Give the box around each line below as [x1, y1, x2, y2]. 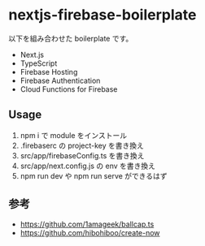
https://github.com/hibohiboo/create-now [20, 227, 160, 237]
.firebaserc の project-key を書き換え [20, 140, 145, 150]
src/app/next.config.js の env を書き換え [20, 161, 156, 170]
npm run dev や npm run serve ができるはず [20, 170, 168, 180]
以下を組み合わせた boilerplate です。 [8, 33, 133, 43]
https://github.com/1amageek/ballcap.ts [20, 219, 155, 229]
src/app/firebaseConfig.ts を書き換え [20, 150, 145, 160]
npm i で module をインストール [20, 130, 128, 140]
